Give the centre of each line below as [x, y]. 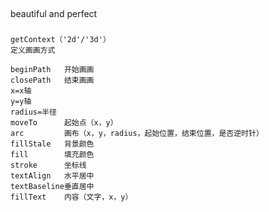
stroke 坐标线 [48, 165]
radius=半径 [33, 112]
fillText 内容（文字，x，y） [71, 197]
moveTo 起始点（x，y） [64, 123]
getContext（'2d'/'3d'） [60, 40]
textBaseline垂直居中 [52, 187]
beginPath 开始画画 [52, 70]
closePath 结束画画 [52, 80]
